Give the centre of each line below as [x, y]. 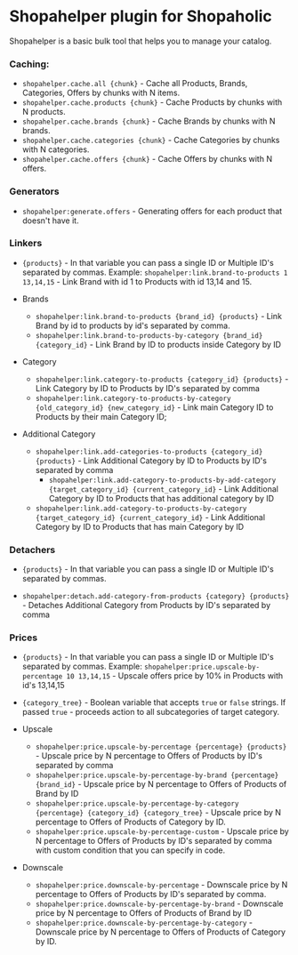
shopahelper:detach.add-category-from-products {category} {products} [156, 597]
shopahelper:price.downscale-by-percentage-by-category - [144, 923]
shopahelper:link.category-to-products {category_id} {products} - [162, 379]
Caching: [29, 64]
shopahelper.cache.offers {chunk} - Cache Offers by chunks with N [147, 159]
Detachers [32, 550]
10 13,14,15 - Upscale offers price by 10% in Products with [175, 676]
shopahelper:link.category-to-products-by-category [133, 398]
